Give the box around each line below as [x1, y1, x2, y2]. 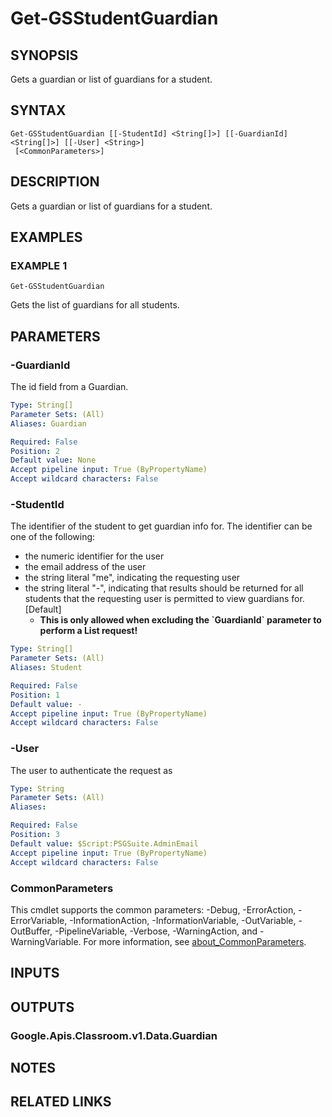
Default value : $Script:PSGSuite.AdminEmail [10, 838, 199, 849]
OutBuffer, [10, 925, 53, 937]
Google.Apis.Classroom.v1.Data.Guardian [10, 1028, 218, 1042]
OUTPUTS [10, 998, 75, 1016]
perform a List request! [39, 625, 138, 637]
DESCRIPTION [10, 173, 100, 191]
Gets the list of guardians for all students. [10, 299, 180, 311]
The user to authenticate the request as [10, 764, 173, 776]
